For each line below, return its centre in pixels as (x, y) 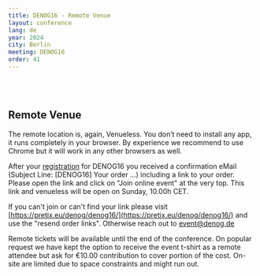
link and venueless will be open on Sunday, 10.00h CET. (98, 191)
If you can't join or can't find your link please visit (88, 207)
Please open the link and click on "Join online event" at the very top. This (126, 183)
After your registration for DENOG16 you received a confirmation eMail (123, 166)
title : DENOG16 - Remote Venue (59, 15)
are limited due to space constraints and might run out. (110, 263)
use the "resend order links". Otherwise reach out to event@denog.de (121, 223)
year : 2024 (26, 37)
